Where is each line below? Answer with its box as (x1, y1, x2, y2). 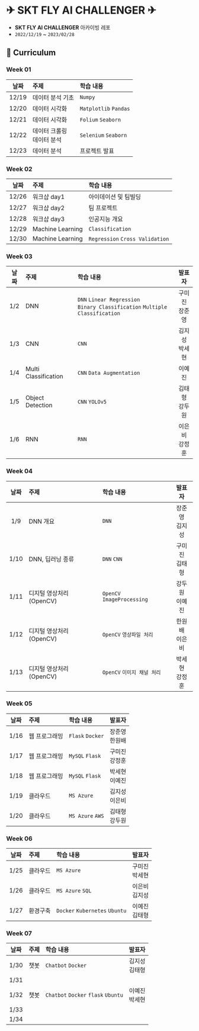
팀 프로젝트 (88, 204, 118, 212)
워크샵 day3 (32, 214, 65, 223)
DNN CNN (102, 555, 123, 563)
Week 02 (6, 165, 33, 173)
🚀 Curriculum (6, 48, 56, 58)
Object (25, 394, 44, 402)
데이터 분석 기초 (32, 93, 74, 101)
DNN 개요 (28, 517, 55, 525)
